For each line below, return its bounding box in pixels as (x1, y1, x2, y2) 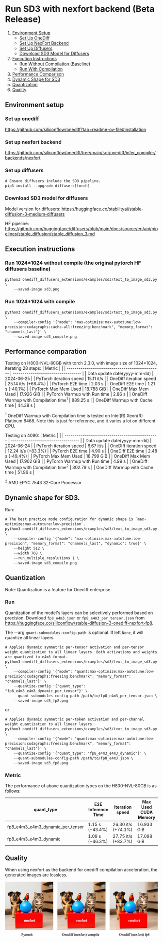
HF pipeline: (5, 220, 29, 226)
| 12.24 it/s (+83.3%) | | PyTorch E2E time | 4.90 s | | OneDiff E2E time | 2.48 (5, 448, 158, 453)
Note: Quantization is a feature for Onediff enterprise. (5, 586, 112, 592)
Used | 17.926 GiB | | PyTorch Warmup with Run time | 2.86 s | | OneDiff (5, 391, 147, 397)
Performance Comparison (12, 71, 64, 77)
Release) (5, 14, 41, 25)
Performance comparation (5, 347, 87, 356)
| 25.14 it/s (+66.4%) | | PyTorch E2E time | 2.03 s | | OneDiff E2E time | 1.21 (5, 381, 155, 387)
